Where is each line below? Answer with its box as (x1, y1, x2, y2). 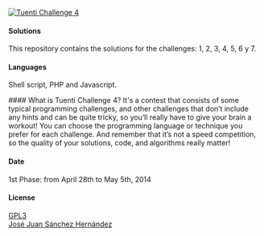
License (8, 193, 36, 202)
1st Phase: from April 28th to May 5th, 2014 (8, 174, 151, 184)
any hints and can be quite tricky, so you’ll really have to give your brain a (8, 112, 252, 122)
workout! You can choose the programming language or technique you (8, 121, 243, 131)
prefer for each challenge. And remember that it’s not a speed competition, (8, 129, 256, 140)
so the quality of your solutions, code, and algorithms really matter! (8, 138, 231, 148)
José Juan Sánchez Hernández (8, 219, 113, 229)
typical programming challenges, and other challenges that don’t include (8, 104, 250, 114)
